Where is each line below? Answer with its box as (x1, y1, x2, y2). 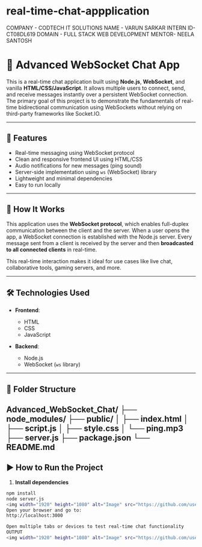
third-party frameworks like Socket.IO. (6, 110, 101, 117)
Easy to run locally (14, 181, 61, 188)
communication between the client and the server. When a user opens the (6, 227, 190, 234)
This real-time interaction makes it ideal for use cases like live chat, (6, 257, 173, 264)
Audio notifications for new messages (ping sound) (14, 161, 142, 169)
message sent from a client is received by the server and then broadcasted (6, 239, 194, 246)
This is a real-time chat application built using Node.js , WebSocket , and (6, 78, 185, 85)
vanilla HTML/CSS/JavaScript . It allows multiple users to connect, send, (6, 84, 186, 92)
